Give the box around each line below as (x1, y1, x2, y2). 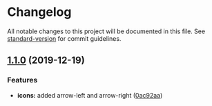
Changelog (7, 4, 72, 20)
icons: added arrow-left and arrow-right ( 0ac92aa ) (17, 91, 163, 99)
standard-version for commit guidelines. (7, 34, 122, 42)
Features (7, 76, 38, 85)
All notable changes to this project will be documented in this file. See (7, 27, 206, 35)
